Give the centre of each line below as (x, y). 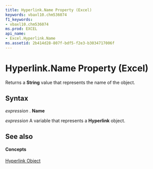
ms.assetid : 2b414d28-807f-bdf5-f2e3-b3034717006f (60, 43)
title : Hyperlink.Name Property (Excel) (49, 10)
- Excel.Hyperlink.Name (30, 39)
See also (19, 136)
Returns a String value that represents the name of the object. (70, 82)
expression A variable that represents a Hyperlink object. (65, 121)
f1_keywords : (19, 19)
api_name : (16, 34)
